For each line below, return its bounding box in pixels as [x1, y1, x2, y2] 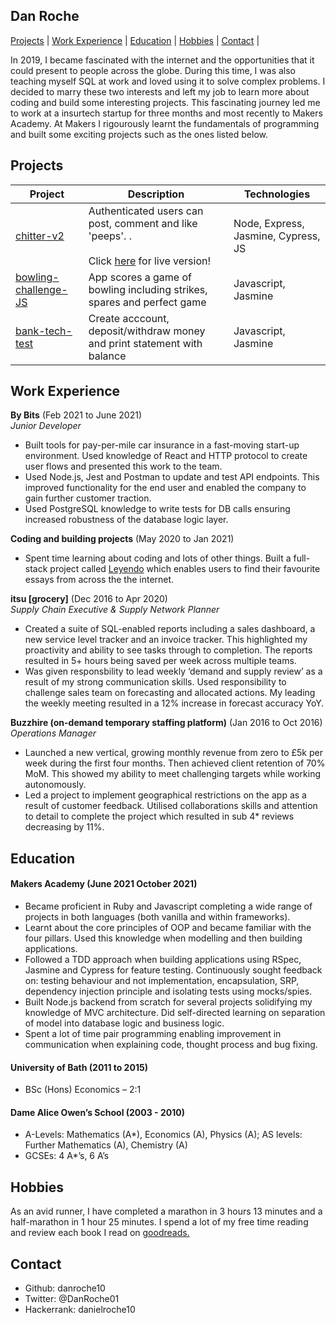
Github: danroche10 [24, 1282, 106, 1294]
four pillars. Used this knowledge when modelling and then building [24, 932, 303, 944]
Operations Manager [10, 727, 97, 739]
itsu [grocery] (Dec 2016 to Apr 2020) [10, 593, 168, 605]
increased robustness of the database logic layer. [24, 514, 229, 526]
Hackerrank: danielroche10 [24, 1304, 136, 1316]
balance [88, 349, 127, 363]
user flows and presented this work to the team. [24, 460, 223, 473]
